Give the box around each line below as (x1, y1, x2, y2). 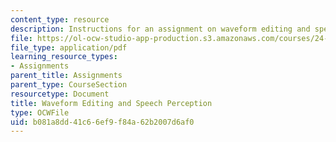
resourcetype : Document (10, 89, 110, 99)
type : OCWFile (10, 107, 70, 118)
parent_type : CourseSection (10, 80, 128, 90)
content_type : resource (10, 14, 110, 25)
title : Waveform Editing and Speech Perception (10, 98, 213, 108)
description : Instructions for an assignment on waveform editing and (10, 24, 311, 34)
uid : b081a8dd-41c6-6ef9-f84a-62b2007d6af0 (10, 117, 195, 127)
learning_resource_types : (10, 52, 118, 62)
